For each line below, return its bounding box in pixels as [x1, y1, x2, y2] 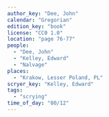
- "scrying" [13, 94, 48, 100]
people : [7, 42, 30, 49]
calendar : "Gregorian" [7, 17, 72, 23]
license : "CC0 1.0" [7, 29, 63, 36]
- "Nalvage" [13, 61, 48, 68]
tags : [7, 87, 23, 94]
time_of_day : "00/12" [7, 100, 70, 107]
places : [7, 67, 30, 74]
